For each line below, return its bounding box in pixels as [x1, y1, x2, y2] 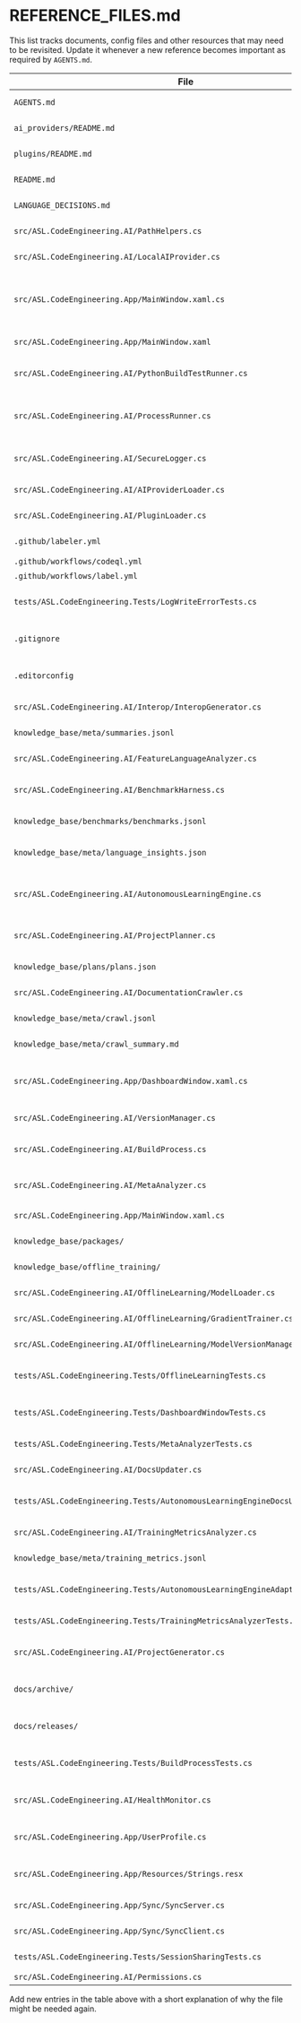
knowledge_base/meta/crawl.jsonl [13, 1013, 157, 1023]
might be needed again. [9, 2003, 97, 2014]
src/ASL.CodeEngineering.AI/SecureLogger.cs [13, 453, 207, 463]
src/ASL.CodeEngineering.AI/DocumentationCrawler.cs [13, 987, 244, 997]
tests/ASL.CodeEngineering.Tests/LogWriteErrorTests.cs [13, 597, 257, 607]
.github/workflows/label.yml [13, 571, 138, 581]
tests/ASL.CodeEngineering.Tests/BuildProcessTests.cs [13, 1758, 253, 1768]
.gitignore [13, 633, 60, 643]
